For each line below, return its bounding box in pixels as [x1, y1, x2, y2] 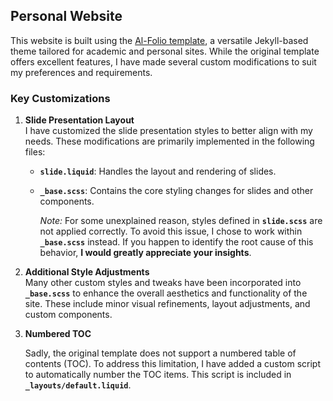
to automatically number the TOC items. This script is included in [24, 369, 292, 381]
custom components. [24, 309, 113, 321]
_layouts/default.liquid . [24, 379, 132, 391]
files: [24, 146, 46, 158]
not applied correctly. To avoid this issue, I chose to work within [39, 225, 303, 238]
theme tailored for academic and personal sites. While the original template [10, 45, 320, 57]
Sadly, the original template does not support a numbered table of [24, 347, 297, 359]
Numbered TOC [24, 328, 92, 340]
